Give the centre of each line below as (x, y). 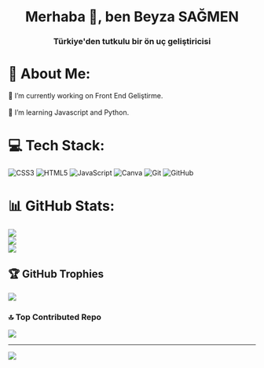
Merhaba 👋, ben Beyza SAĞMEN (132, 17)
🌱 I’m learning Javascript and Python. (69, 112)
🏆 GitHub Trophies (56, 274)
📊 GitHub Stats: (62, 206)
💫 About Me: (49, 74)
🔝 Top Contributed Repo (55, 317)
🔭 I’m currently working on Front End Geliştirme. (86, 96)
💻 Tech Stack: (57, 146)
